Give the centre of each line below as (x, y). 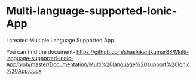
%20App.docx (24, 70)
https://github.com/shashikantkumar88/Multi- (133, 51)
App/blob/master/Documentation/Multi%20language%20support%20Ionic (98, 64)
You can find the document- (41, 51)
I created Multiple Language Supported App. (61, 40)
